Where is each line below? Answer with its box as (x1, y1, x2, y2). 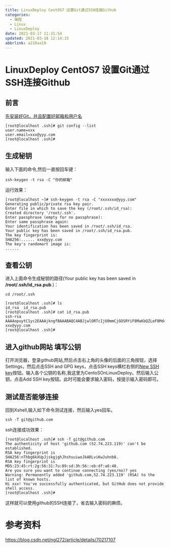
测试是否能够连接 (5, 392, 59, 401)
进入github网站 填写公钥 (5, 342, 81, 351)
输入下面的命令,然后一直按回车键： (5, 166, 78, 172)
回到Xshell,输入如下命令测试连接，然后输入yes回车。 (5, 407, 115, 413)
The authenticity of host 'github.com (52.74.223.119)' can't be (5, 441, 146, 446)
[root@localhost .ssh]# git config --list (5, 123, 96, 128)
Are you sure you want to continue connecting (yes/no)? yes (5, 468, 137, 473)
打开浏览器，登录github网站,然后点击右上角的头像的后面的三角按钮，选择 (5, 357, 157, 363)
